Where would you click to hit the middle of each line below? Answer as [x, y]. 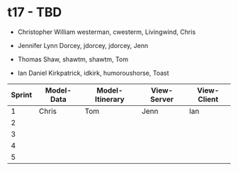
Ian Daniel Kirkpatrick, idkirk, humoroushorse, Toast [93, 73]
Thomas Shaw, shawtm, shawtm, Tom [73, 59]
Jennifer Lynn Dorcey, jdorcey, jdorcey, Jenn [83, 45]
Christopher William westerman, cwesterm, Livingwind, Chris [107, 32]
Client [208, 99]
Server [161, 99]
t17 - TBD [35, 12]
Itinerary [110, 99]
